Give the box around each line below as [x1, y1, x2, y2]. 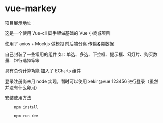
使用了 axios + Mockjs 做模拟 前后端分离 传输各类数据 [5, 40, 114, 47]
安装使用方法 [5, 94, 31, 101]
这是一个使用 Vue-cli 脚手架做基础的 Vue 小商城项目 [5, 30, 111, 36]
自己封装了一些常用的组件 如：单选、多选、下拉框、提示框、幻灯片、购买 [5, 51, 153, 57]
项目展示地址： [5, 20, 35, 26]
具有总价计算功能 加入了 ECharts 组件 [5, 67, 81, 74]
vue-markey [5, 3, 57, 14]
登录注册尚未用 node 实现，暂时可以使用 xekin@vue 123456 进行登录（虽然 [5, 78, 159, 84]
